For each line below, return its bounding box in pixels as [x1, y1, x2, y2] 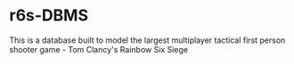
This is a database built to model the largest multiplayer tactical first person [9, 35, 286, 45]
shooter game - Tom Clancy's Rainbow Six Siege [9, 44, 189, 54]
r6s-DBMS [9, 5, 89, 26]
